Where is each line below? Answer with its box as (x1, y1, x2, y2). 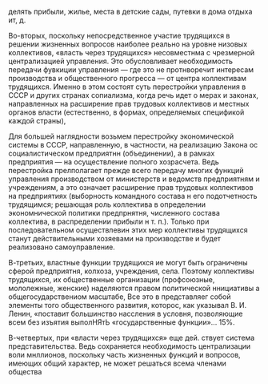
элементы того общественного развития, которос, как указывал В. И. (8, 301, 247, 309)
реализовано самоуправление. (8, 242, 116, 252)
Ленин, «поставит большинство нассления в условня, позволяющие (8, 309, 243, 318)
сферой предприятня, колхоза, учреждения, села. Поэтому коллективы (8, 266, 254, 276)
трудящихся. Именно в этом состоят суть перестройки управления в (8, 82, 246, 91)
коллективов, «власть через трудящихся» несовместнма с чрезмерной (8, 48, 255, 57)
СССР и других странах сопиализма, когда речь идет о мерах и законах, (8, 91, 258, 99)
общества (8, 367, 42, 376)
